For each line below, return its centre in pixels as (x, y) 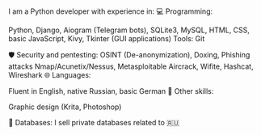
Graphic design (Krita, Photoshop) (65, 107)
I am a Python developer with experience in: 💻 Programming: (111, 11)
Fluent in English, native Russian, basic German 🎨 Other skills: (111, 91)
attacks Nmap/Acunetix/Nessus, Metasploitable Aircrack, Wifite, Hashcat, (131, 66)
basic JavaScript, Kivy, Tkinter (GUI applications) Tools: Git (107, 38)
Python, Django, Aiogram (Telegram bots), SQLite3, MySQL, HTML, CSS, (129, 30)
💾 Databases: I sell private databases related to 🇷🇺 (94, 122)
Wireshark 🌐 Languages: (50, 75)
